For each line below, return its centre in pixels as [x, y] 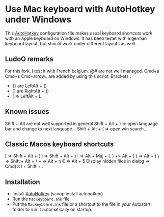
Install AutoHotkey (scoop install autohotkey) [57, 194]
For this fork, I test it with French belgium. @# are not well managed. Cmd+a [82, 71]
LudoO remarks [29, 59]
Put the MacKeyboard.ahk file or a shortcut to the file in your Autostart [81, 204]
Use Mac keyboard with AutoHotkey [80, 9]
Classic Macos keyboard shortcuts [59, 144]
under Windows [38, 19]
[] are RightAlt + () [30, 91]
